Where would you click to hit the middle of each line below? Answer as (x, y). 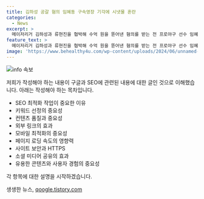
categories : (21, 18)
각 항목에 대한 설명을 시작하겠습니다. (49, 176)
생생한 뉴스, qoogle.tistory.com (44, 189)
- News (20, 23)
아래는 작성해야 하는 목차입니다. (56, 90)
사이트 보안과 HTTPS (40, 148)
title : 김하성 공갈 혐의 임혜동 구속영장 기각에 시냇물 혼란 (71, 12)
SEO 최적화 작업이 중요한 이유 (50, 103)
